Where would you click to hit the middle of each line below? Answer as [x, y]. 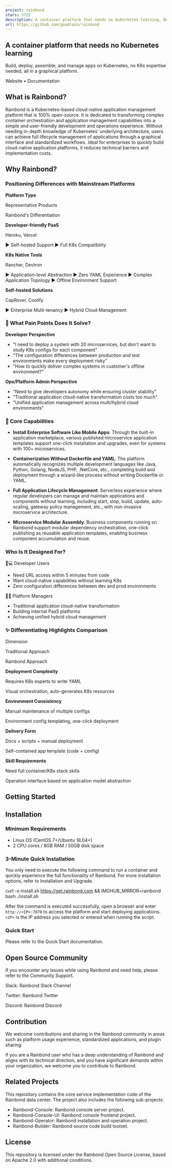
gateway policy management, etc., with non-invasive [86, 507]
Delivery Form [21, 731]
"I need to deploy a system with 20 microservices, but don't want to [84, 344]
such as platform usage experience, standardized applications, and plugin [83, 1040]
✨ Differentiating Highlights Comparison [57, 630]
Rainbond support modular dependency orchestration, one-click [80, 528]
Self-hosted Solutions [29, 290]
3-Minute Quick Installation [40, 859]
